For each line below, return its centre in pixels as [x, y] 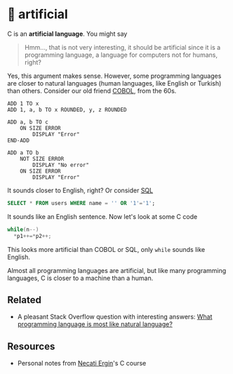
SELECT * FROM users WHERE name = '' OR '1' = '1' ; [81, 203]
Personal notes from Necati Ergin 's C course [82, 363]
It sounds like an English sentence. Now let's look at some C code [102, 216]
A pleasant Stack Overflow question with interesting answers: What [115, 317]
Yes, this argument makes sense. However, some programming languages [114, 76]
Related [25, 300]
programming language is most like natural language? [95, 324]
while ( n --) [23, 229]
